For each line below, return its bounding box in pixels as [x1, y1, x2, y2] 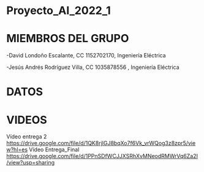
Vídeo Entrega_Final [29, 146, 80, 153]
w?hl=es [6, 146, 28, 153]
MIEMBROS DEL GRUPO [6, 32, 129, 46]
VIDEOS [6, 113, 47, 127]
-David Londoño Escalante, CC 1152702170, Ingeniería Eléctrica [6, 52, 167, 59]
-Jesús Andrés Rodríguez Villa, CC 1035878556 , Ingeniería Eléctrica [6, 63, 179, 71]
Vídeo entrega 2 [6, 133, 47, 140]
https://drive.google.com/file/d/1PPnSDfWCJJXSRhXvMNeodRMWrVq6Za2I [6, 152, 198, 160]
